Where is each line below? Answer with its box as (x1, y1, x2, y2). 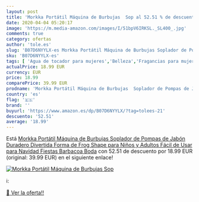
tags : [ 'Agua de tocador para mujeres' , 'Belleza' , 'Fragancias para (6, 58, 179, 64)
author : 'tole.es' (6, 42, 52, 48)
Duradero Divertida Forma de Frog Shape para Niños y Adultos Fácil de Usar (6, 142, 192, 149)
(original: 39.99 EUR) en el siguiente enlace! (6, 154, 114, 161)
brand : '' (6, 102, 31, 108)
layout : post (6, 8, 38, 15)
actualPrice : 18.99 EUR (6, 63, 65, 70)
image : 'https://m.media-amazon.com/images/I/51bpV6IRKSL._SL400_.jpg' (6, 25, 187, 31)
